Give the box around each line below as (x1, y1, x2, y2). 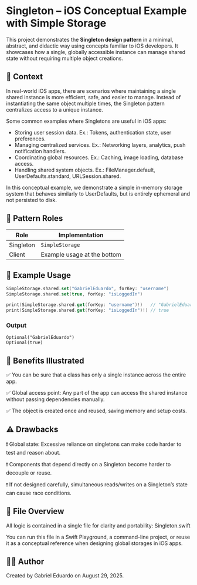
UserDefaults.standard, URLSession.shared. (14, 172, 121, 180)
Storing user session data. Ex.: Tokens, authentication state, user (14, 129, 172, 136)
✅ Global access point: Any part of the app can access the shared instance (6, 389, 188, 396)
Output (6, 321, 27, 330)
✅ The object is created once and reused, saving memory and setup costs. (6, 407, 187, 414)
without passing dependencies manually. (6, 395, 105, 403)
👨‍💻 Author (6, 557, 45, 566)
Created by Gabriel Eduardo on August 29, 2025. (6, 572, 124, 579)
